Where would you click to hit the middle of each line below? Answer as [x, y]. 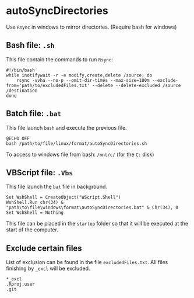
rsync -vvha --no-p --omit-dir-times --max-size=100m [83, 80]
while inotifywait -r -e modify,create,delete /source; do [79, 75]
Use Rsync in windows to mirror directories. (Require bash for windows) [91, 27]
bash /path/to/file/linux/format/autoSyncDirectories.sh [77, 143]
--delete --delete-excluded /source [137, 85]
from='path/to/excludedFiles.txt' [48, 85]
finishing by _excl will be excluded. [48, 268]
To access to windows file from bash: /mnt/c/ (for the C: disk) [80, 154]
